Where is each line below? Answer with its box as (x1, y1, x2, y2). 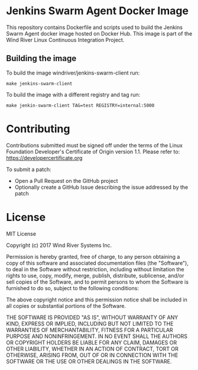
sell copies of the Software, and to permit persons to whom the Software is (6, 278, 189, 285)
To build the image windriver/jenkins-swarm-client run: (6, 69, 140, 76)
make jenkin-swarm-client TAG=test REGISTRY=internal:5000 (6, 102, 155, 108)
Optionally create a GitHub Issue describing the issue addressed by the (14, 184, 189, 191)
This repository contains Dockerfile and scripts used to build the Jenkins (6, 24, 183, 31)
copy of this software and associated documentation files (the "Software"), (6, 259, 189, 266)
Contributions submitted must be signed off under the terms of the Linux (6, 141, 183, 149)
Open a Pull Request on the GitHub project (14, 177, 118, 184)
